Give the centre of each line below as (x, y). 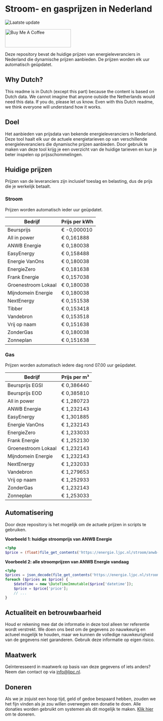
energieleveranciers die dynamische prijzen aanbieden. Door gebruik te (76, 144)
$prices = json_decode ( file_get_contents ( (49, 575)
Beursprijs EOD (25, 393)
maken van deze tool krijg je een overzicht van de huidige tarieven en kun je (81, 149)
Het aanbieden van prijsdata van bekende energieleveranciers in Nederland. (81, 134)
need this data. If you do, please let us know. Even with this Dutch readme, (80, 102)
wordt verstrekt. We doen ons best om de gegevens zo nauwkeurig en (75, 629)
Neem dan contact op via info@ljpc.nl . (43, 672)
